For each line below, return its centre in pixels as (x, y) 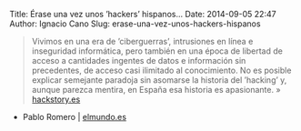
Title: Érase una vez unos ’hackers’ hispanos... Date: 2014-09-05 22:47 (143, 14)
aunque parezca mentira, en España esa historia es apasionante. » (156, 90)
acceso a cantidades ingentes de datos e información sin (139, 60)
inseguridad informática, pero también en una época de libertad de (157, 51)
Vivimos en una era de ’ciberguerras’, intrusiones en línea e (142, 41)
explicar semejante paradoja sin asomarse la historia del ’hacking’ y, (159, 80)
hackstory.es (56, 99)
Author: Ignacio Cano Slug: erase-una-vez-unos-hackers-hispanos (135, 24)
